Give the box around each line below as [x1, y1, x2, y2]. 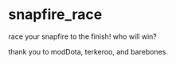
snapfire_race [8, 6, 103, 24]
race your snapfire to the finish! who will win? [8, 32, 158, 41]
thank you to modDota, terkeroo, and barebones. [8, 47, 169, 56]
